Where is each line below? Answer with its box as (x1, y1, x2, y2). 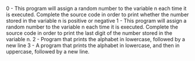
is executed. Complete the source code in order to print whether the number (6, 11, 189, 18)
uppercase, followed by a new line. (6, 48, 90, 55)
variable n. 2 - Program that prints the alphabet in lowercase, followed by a (6, 36, 185, 42)
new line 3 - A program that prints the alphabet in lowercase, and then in (6, 42, 180, 49)
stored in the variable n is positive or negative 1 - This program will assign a (6, 17, 187, 24)
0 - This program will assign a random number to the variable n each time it (6, 5, 187, 12)
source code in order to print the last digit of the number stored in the (6, 30, 173, 37)
